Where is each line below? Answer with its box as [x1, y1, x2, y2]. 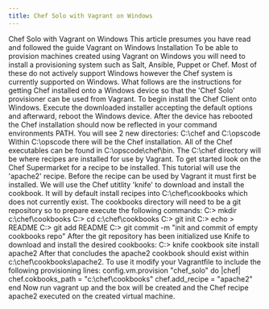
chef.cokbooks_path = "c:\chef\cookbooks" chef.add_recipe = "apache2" [8, 274, 253, 283]
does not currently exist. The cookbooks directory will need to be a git [8, 197, 242, 207]
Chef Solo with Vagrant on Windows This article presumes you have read [8, 34, 251, 44]
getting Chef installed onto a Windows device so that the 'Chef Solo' [8, 86, 235, 95]
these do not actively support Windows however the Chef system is [8, 68, 234, 77]
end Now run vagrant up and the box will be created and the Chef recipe [8, 282, 249, 292]
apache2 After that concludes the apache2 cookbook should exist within [8, 248, 250, 258]
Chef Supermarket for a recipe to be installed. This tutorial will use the [8, 162, 241, 172]
